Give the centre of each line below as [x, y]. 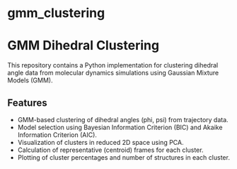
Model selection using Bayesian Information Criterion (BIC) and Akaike [120, 127]
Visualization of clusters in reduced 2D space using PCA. [100, 142]
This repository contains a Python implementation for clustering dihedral [113, 65]
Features [27, 103]
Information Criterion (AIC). [57, 135]
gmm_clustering [56, 13]
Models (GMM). [30, 80]
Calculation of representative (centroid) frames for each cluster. [110, 150]
